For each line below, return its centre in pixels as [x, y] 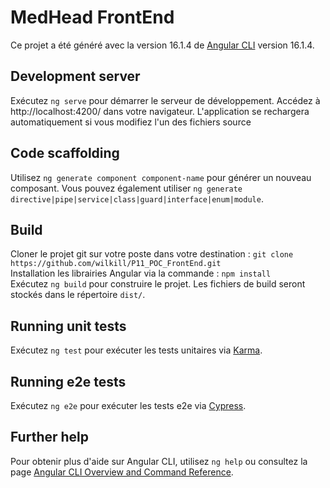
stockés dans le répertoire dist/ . [78, 295]
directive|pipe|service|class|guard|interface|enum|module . [137, 198]
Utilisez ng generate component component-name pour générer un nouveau [161, 177]
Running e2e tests [68, 381]
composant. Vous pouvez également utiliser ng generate [126, 188]
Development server [75, 76]
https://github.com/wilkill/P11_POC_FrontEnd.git [116, 264]
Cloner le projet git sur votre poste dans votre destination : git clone [152, 254]
